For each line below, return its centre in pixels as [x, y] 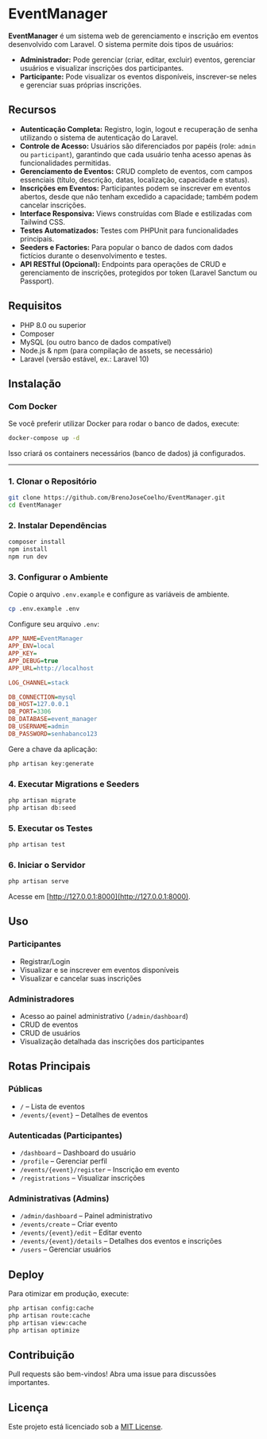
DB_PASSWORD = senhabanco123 [53, 734]
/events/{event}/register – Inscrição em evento [100, 1169]
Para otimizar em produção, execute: [69, 1294]
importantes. [29, 1383]
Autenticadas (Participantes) [66, 1135]
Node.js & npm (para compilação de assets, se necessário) [116, 350]
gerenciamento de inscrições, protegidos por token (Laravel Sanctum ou [138, 272]
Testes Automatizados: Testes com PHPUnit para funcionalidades [129, 230]
